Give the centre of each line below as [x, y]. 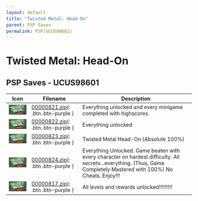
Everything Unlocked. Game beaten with [131, 150]
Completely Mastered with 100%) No [128, 169]
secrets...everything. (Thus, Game [123, 163]
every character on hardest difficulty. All [131, 157]
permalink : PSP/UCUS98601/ [39, 31]
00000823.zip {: [51, 136]
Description [136, 98]
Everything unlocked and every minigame [133, 107]
